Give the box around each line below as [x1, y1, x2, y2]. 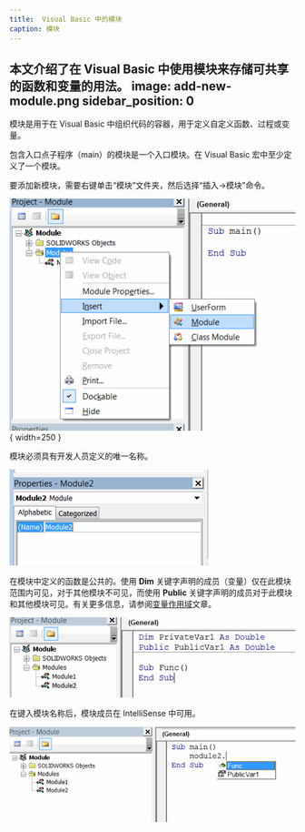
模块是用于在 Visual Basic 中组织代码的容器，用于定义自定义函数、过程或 [9, 118, 282, 129]
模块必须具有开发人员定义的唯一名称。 [9, 451, 152, 462]
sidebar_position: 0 [82, 93, 195, 108]
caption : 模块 [9, 24, 61, 34]
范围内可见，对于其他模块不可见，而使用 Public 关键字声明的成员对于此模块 [9, 587, 293, 598]
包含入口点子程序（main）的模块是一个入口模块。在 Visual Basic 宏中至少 [9, 149, 284, 160]
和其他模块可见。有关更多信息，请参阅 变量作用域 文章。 [9, 598, 216, 609]
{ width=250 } [9, 431, 62, 442]
